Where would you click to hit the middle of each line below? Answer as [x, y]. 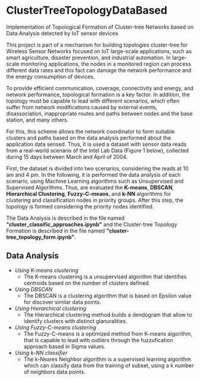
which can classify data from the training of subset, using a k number [109, 365]
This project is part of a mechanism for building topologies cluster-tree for [97, 45]
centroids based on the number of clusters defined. [87, 283]
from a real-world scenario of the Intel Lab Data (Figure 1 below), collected [98, 150]
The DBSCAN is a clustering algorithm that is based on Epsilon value [107, 296]
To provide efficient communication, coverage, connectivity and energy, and [100, 88]
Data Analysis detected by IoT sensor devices [62, 33]
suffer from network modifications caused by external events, [82, 107]
